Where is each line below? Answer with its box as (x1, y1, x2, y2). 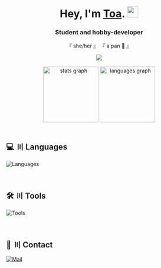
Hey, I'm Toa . (60, 7, 125, 21)
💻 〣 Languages (6, 142, 68, 152)
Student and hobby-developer (55, 28, 143, 37)
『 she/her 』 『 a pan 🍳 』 (66, 42, 132, 50)
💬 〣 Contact (6, 240, 53, 250)
